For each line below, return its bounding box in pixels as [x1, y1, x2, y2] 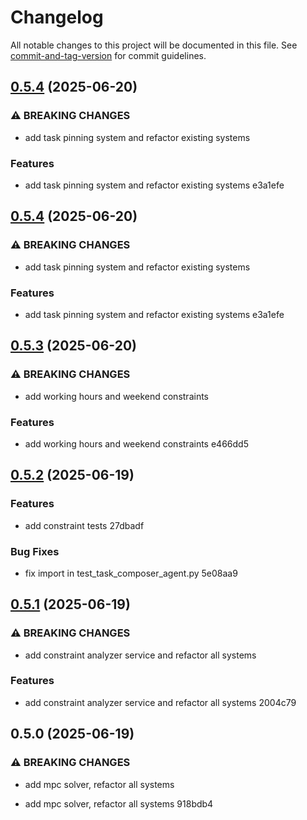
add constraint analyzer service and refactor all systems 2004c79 [24, 696, 297, 708]
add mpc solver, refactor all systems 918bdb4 [24, 797, 214, 810]
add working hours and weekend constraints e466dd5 [24, 437, 249, 450]
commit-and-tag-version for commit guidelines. [10, 49, 207, 61]
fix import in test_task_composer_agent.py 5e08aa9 [24, 567, 238, 579]
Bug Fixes [10, 544, 60, 558]
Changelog [10, 6, 104, 29]
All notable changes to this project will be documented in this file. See [10, 39, 298, 51]
